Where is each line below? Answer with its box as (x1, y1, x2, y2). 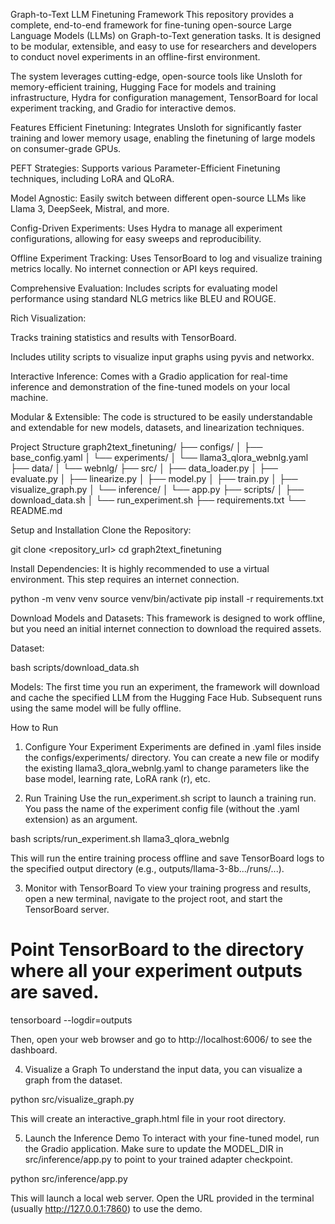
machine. (10, 392, 49, 403)
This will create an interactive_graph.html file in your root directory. (10, 1112, 287, 1124)
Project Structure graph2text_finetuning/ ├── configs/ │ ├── (10, 441, 263, 453)
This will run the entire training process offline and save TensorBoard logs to (10, 852, 325, 864)
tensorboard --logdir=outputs (10, 1014, 133, 1026)
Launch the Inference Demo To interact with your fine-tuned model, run (24, 1132, 320, 1144)
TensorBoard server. (24, 904, 110, 915)
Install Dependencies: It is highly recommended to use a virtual (10, 563, 270, 574)
